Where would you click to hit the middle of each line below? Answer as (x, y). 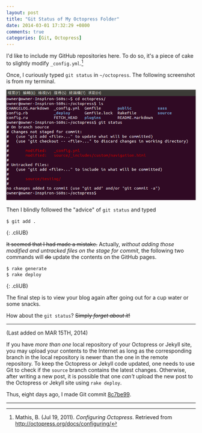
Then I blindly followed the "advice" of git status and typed (81, 210)
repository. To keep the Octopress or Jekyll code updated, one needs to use (101, 364)
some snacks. (23, 304)
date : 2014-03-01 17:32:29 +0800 (48, 25)
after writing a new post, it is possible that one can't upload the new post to (100, 377)
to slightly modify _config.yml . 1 (45, 63)
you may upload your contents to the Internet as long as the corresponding (99, 351)
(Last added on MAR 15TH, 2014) (47, 333)
